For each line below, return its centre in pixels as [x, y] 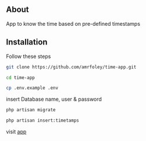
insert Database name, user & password [54, 99]
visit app [16, 132]
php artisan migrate [31, 110]
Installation [27, 42]
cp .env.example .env [32, 88]
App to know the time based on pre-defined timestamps [73, 23]
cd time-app [20, 78]
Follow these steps [29, 56]
